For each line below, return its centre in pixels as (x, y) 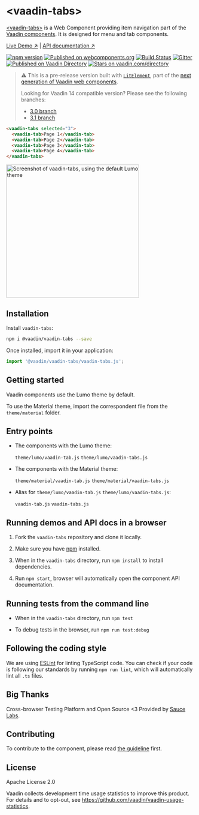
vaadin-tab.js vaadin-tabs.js (52, 504)
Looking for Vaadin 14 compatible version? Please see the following (104, 93)
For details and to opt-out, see (43, 800)
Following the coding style (56, 649)
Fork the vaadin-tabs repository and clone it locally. (78, 537)
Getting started (35, 380)
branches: (33, 100)
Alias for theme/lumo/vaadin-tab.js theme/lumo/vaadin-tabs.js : (93, 492)
